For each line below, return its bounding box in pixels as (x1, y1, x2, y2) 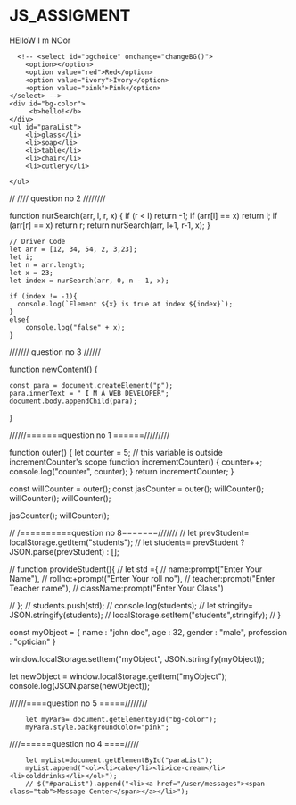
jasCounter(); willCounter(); (9, 510, 110, 521)
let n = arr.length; (9, 260, 86, 269)
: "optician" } (9, 636, 56, 647)
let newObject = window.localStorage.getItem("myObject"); (9, 671, 227, 682)
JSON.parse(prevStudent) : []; (9, 546, 120, 557)
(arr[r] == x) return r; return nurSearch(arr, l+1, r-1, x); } (9, 220, 211, 231)
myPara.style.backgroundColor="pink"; (25, 723, 169, 732)
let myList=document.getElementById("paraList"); (25, 756, 214, 765)
